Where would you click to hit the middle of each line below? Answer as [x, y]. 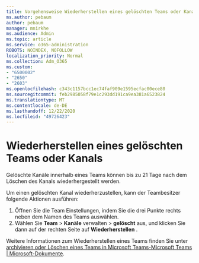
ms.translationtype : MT [36, 100]
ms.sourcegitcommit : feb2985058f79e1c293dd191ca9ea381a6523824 [86, 94]
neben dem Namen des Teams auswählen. [67, 217]
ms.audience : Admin [30, 34]
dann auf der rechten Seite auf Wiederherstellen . [76, 230]
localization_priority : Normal [45, 56]
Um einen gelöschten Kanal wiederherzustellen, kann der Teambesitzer [93, 193]
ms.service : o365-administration [47, 45]
